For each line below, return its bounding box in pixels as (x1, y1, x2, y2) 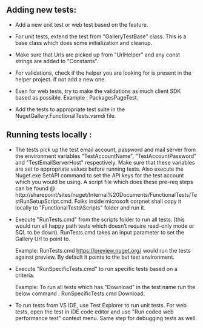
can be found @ (15, 185, 56, 192)
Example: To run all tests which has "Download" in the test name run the (15, 283, 196, 290)
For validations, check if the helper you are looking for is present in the (15, 69, 192, 77)
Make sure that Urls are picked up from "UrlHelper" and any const (15, 51, 181, 58)
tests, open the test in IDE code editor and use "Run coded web (15, 308, 174, 315)
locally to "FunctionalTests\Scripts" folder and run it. (15, 203, 146, 211)
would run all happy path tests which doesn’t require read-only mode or (15, 222, 195, 230)
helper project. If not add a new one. (15, 75, 106, 83)
